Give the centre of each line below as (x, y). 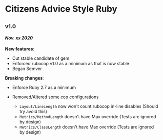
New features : (20, 49)
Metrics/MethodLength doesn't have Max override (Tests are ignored (88, 116)
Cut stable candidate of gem (41, 58)
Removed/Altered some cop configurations (55, 97)
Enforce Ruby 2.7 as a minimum (44, 87)
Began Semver (27, 69)
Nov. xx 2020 (19, 38)
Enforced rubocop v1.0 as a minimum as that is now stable (71, 63)
